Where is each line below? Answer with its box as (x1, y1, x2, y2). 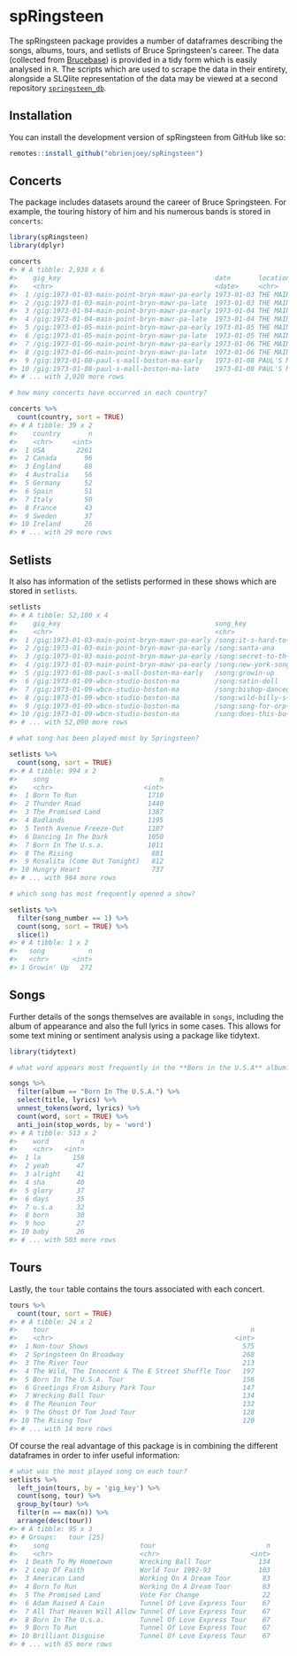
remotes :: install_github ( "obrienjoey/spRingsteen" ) (9, 149, 203, 158)
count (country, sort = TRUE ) (17, 413, 125, 422)
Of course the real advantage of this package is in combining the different (9, 1440, 278, 1450)
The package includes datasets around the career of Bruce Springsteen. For (9, 197, 287, 207)
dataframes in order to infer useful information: (9, 1450, 180, 1460)
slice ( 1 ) (17, 930, 49, 939)
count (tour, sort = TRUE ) (17, 1309, 113, 1318)
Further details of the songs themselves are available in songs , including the (9, 1011, 285, 1022)
